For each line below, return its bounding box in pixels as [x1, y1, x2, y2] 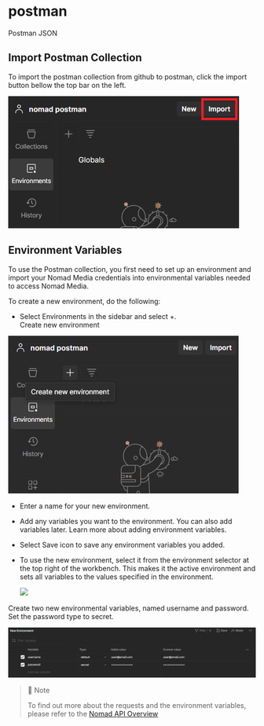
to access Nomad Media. [8, 281, 89, 291]
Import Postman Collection [8, 51, 142, 64]
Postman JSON [8, 28, 57, 38]
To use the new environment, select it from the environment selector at [19, 555, 250, 564]
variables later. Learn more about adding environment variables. [19, 525, 227, 534]
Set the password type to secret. [8, 611, 114, 621]
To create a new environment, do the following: [8, 296, 161, 306]
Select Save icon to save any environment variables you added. [19, 540, 225, 549]
